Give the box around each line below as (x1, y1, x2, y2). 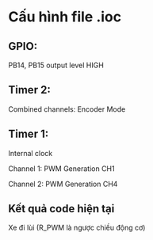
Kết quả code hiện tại (8, 202, 115, 215)
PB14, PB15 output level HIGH (8, 60, 105, 70)
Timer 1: (8, 128, 49, 141)
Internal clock (8, 148, 53, 158)
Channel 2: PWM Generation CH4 (8, 179, 118, 189)
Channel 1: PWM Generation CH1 (8, 163, 115, 173)
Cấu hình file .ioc (8, 8, 121, 26)
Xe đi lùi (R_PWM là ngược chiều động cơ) (8, 223, 146, 233)
